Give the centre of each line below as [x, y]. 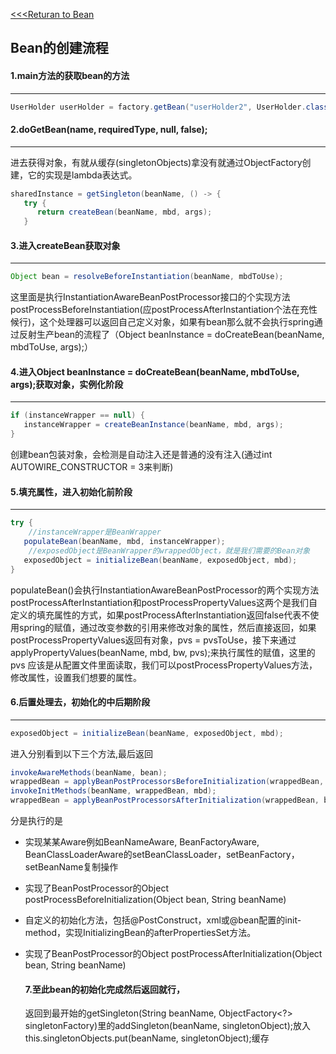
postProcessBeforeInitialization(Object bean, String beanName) [155, 900]
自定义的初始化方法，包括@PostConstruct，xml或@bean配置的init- [163, 920]
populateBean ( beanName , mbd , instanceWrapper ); [124, 542]
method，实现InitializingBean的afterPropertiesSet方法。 [140, 933]
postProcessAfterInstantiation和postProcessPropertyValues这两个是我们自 [164, 602]
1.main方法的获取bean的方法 [70, 75]
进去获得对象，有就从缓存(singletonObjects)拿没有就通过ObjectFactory [156, 162]
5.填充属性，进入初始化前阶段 [71, 491]
